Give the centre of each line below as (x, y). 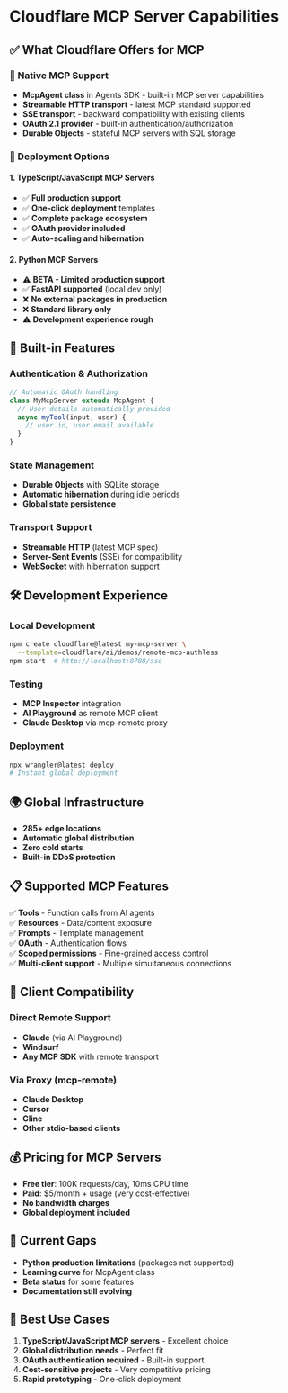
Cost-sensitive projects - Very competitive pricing (116, 1370)
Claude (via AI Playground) (72, 1038)
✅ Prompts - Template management (76, 932)
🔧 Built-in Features (62, 348)
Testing (26, 684)
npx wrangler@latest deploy (62, 765)
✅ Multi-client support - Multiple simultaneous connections (121, 963)
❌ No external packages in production (95, 300)
